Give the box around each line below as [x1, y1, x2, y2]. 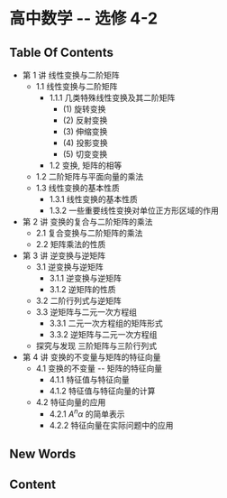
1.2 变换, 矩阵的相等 [49, 160, 123, 171]
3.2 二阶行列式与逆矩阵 [35, 295, 122, 306]
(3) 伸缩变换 [62, 126, 108, 136]
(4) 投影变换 [62, 137, 108, 148]
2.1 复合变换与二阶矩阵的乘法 [35, 227, 143, 238]
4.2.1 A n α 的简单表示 [49, 407, 125, 420]
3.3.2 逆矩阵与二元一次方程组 [49, 329, 158, 339]
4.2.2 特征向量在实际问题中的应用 [49, 420, 174, 430]
